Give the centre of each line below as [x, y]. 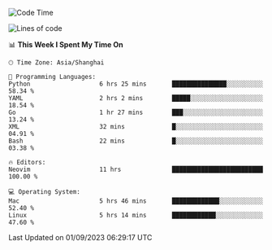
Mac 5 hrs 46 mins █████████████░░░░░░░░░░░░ [136, 201]
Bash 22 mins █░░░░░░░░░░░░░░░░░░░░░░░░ [136, 141]
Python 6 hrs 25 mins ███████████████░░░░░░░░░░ [136, 84]
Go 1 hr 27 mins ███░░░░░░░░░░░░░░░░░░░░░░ [136, 112]
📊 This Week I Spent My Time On [66, 44]
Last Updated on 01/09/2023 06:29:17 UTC [80, 237]
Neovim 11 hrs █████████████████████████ [136, 169]
